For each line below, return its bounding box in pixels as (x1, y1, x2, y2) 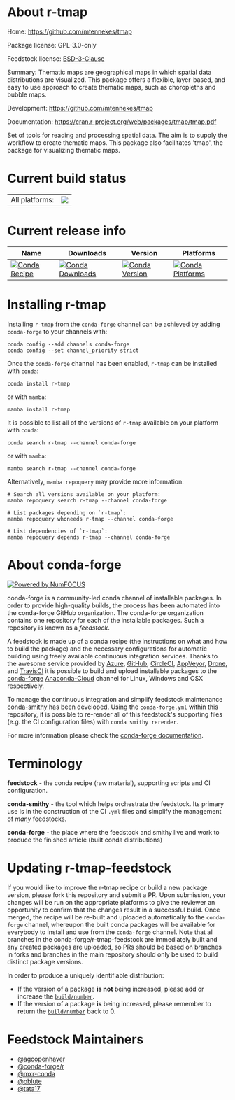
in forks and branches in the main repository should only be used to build (7, 950, 218, 959)
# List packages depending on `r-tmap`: (7, 509, 127, 516)
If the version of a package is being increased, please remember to (17, 999, 211, 1008)
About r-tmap (7, 4, 88, 20)
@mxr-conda (17, 1069, 56, 1078)
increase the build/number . (17, 992, 95, 1001)
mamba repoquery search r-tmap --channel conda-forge (7, 497, 168, 504)
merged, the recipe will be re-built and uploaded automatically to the (7, 912, 205, 921)
